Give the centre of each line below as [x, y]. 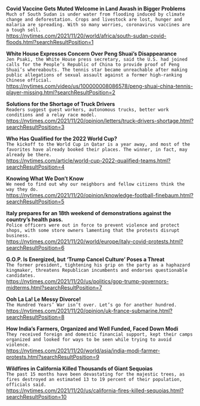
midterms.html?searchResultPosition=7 [54, 288]
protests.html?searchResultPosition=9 [53, 357]
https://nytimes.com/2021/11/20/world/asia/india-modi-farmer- [83, 351]
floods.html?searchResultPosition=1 [50, 42]
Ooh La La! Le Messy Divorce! [44, 299]
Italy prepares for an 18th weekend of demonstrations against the [89, 213]
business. [18, 235]
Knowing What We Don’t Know [45, 179]
